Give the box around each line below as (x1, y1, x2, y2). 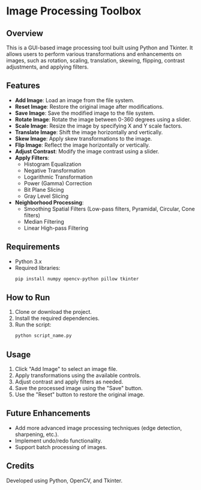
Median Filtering (23, 218, 64, 225)
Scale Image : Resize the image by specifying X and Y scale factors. (14, 122, 183, 129)
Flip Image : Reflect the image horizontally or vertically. (14, 141, 150, 149)
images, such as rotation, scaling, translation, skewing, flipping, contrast (6, 57, 185, 64)
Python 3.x (14, 257, 42, 265)
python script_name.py (14, 332, 72, 339)
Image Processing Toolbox (6, 4, 142, 18)
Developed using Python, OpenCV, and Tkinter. (6, 477, 123, 484)
